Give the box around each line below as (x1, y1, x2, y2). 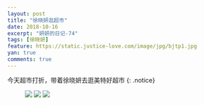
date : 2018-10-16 (7, 23, 59, 30)
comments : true (7, 56, 52, 63)
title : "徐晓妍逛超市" (7, 17, 68, 24)
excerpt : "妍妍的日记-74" (7, 29, 78, 37)
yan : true (7, 50, 37, 57)
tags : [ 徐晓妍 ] (7, 36, 49, 43)
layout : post (7, 10, 46, 17)
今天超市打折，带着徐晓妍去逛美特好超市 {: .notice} (7, 76, 155, 84)
